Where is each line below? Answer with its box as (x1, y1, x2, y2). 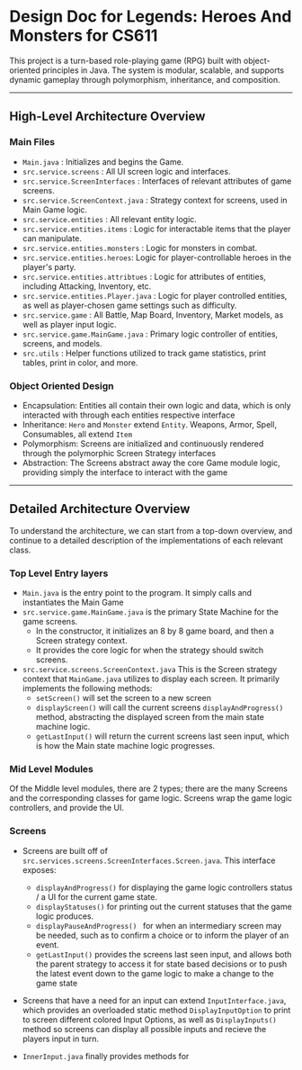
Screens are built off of (22, 845, 108, 856)
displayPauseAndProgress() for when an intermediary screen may (35, 920, 282, 931)
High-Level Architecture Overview (9, 109, 206, 124)
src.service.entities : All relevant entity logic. (22, 213, 198, 224)
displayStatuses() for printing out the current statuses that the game (35, 901, 292, 912)
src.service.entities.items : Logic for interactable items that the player (22, 223, 291, 234)
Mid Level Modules (9, 762, 94, 775)
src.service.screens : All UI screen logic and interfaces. (22, 166, 231, 176)
